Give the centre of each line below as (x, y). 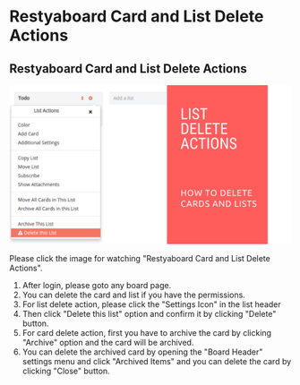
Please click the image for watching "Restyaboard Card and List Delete (140, 258)
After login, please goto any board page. (97, 285)
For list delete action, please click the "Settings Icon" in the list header (152, 304)
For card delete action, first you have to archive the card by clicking (146, 332)
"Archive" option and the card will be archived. (108, 342)
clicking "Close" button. (66, 371)
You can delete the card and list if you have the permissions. (134, 295)
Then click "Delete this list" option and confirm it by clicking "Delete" (149, 313)
